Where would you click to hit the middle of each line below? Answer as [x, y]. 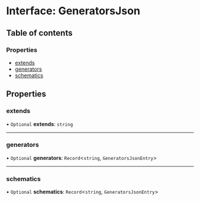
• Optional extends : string [40, 124]
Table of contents [39, 33]
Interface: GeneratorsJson [73, 11]
